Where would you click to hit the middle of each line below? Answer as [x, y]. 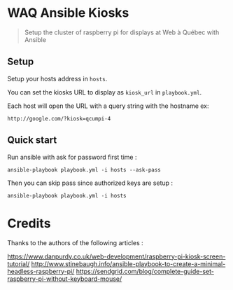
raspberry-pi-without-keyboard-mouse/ [65, 279]
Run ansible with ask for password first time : [72, 157]
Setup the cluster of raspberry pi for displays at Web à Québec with [122, 32]
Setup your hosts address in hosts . [57, 78]
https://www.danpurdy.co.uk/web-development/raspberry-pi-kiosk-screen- [116, 256]
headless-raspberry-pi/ [41, 271]
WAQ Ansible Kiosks [68, 13]
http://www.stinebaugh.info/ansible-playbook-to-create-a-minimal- [128, 263]
